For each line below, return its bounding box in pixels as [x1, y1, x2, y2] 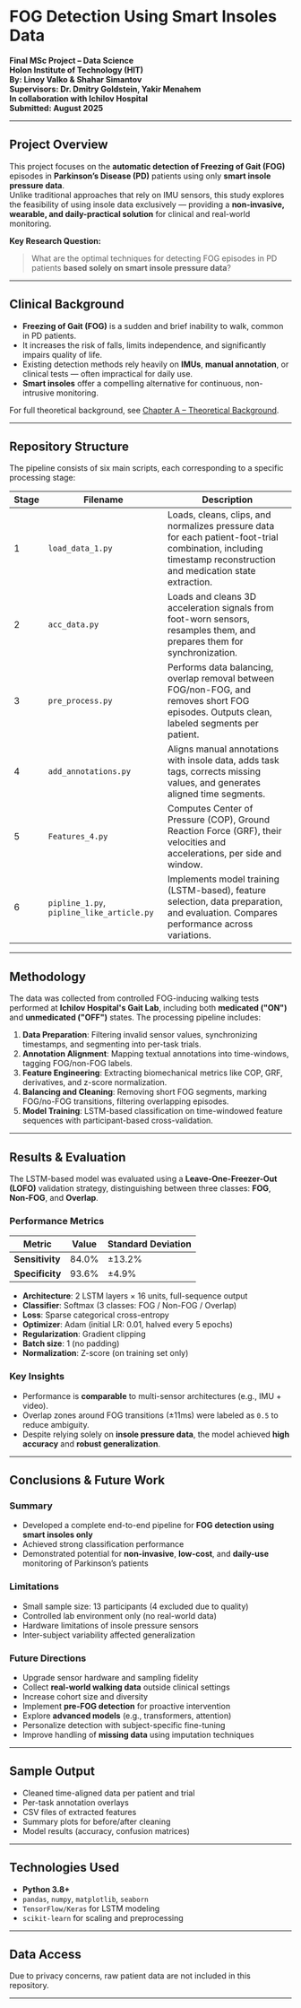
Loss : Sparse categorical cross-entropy [21, 1309, 170, 1320]
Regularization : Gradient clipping [21, 1329, 146, 1340]
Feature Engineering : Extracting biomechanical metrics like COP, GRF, [21, 1067, 284, 1078]
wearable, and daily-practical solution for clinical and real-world [9, 208, 251, 219]
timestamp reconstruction [167, 553, 276, 566]
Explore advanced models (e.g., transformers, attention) [21, 1710, 232, 1721]
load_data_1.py [47, 543, 113, 553]
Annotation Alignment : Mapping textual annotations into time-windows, [21, 1048, 289, 1059]
